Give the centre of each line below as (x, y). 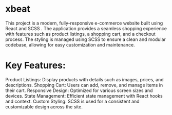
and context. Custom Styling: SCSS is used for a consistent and (72, 101)
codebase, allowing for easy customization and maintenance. (70, 44)
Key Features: (35, 66)
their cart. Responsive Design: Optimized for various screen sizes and (79, 90)
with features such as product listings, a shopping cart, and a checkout (80, 34)
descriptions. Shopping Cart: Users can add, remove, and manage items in (84, 85)
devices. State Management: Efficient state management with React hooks (84, 96)
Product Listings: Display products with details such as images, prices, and (84, 79)
